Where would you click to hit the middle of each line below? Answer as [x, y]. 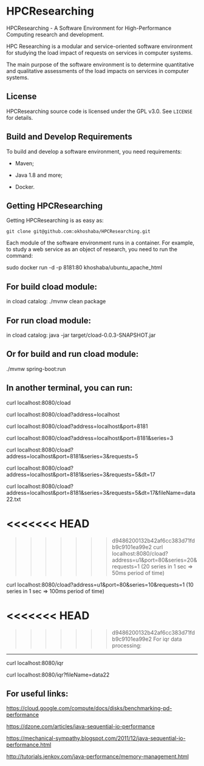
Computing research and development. [55, 34]
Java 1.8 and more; [39, 175]
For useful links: [37, 693]
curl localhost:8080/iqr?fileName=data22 [58, 675]
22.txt [14, 499]
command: [20, 256]
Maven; [25, 163]
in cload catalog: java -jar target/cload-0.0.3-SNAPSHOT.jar [81, 335]
